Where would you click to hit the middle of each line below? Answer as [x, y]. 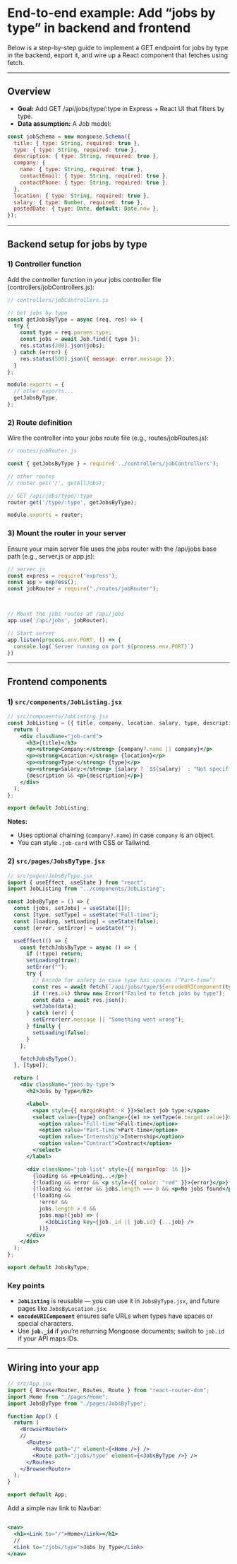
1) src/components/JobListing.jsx [65, 701]
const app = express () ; [42, 582]
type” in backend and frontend [99, 28]
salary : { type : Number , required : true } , [78, 202]
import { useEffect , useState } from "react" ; [77, 882]
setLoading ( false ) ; [61, 1033]
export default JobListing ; [49, 808]
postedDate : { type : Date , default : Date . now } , [86, 209]
